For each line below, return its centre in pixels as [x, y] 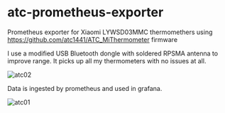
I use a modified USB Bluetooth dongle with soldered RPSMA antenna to [113, 53]
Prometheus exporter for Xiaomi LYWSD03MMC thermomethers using [110, 32]
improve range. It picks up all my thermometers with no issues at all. [107, 60]
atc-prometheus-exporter [86, 12]
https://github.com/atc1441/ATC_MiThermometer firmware [93, 39]
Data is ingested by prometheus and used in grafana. [85, 88]
